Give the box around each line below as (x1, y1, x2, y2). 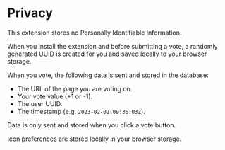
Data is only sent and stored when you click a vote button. (7, 120, 176, 129)
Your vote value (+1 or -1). (17, 92, 93, 100)
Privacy (7, 5, 53, 21)
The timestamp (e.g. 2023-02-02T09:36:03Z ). (17, 107, 146, 115)
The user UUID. (17, 99, 63, 108)
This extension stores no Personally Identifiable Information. (7, 28, 182, 37)
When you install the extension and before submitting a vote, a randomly (7, 42, 218, 50)
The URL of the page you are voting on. (17, 84, 133, 93)
